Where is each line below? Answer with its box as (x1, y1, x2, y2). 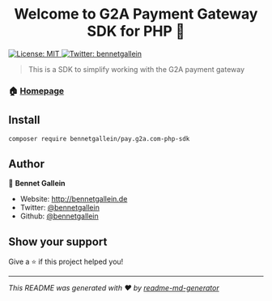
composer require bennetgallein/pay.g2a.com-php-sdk (8, 134, 190, 142)
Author (8, 157, 45, 171)
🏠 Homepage (8, 85, 65, 96)
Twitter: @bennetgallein (19, 203, 100, 213)
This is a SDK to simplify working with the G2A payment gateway (28, 64, 245, 74)
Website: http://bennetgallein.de (19, 194, 128, 204)
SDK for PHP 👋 (87, 22, 185, 40)
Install (8, 113, 40, 127)
